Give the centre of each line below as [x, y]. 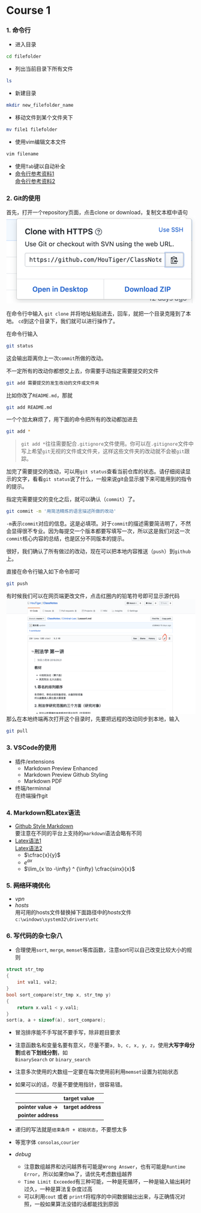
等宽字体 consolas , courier [47, 1142]
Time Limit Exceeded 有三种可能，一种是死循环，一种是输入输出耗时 [107, 1181]
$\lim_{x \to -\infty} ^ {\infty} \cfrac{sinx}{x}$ [79, 869]
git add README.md [29, 407]
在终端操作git [31, 795]
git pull [17, 731]
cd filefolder [24, 57]
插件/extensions [35, 761]
